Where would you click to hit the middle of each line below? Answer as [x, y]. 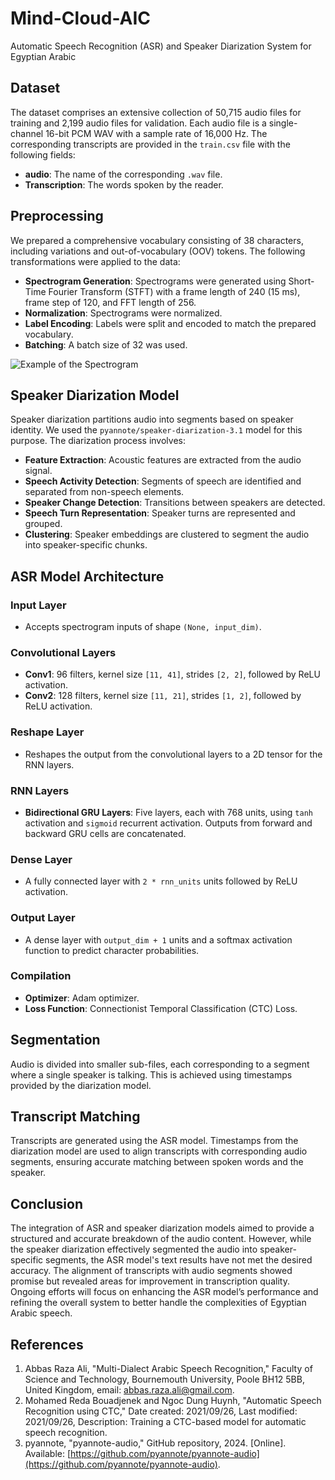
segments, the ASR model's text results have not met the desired [179, 1260]
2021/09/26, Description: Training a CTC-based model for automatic [165, 1422]
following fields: [43, 154]
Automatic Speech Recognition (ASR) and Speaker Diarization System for [161, 46]
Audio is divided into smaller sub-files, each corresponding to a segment [160, 1064]
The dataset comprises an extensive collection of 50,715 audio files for [156, 112]
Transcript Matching [75, 1117]
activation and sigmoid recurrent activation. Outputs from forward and [168, 823]
